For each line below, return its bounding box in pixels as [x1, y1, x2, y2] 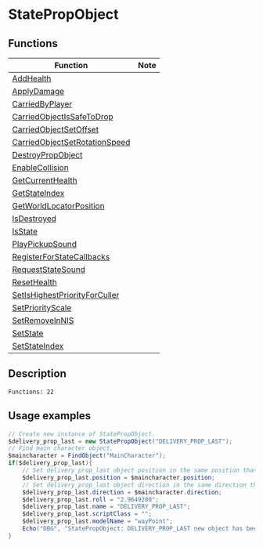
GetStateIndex [12, 188, 65, 198]
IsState [12, 226, 38, 237]
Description [8, 367, 67, 381]
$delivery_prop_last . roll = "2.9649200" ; [22, 495, 159, 503]
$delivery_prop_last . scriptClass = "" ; [22, 510, 153, 518]
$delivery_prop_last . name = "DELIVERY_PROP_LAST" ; [22, 503, 191, 511]
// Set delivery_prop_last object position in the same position [22, 466, 240, 474]
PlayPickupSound [12, 239, 77, 249]
